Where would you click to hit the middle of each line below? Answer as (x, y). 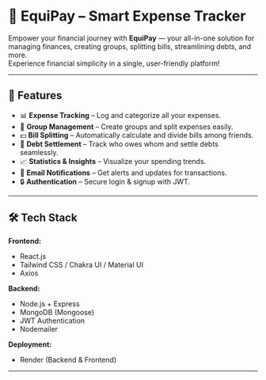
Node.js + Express (50, 303)
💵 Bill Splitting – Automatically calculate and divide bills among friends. (137, 135)
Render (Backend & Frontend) (68, 359)
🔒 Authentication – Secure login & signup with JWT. (105, 181)
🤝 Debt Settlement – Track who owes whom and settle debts (119, 144)
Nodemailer (38, 329)
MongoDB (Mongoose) (57, 312)
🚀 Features (35, 95)
